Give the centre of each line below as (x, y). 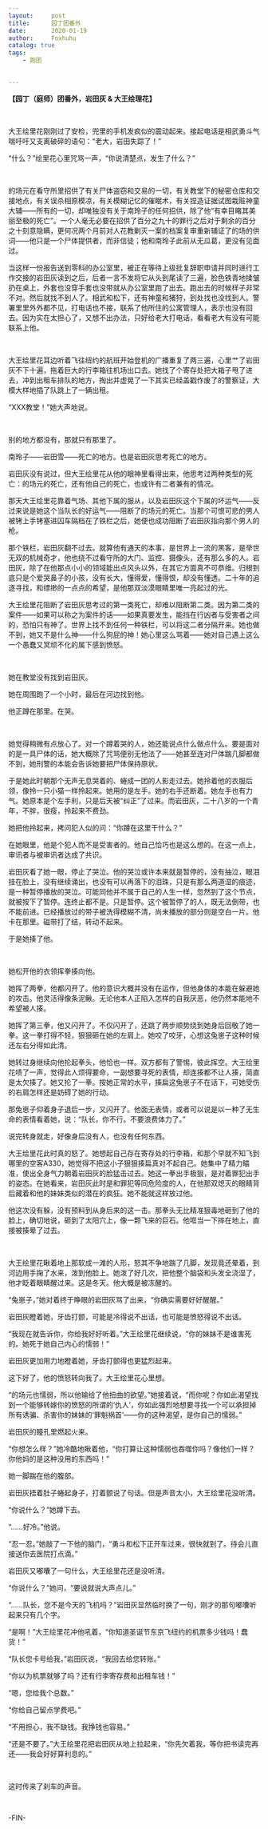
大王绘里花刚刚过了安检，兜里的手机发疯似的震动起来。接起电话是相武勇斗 (130, 131)
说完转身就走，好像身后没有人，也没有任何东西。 (89, 1136)
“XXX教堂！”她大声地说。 (50, 407)
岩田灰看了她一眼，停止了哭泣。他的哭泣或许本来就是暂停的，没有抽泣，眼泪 (134, 871)
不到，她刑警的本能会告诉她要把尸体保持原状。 (85, 763)
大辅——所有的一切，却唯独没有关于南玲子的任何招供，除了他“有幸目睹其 (129, 210)
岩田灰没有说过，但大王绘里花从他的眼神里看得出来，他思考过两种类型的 (127, 474)
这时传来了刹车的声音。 (47, 1786)
